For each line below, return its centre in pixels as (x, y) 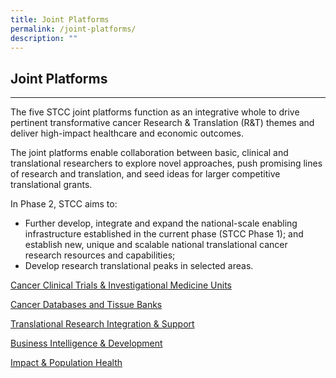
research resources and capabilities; (100, 255)
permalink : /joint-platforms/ (73, 29)
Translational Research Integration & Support (102, 324)
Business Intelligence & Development (86, 343)
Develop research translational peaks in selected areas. (139, 266)
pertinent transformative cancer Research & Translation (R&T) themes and (162, 123)
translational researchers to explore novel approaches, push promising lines (166, 163)
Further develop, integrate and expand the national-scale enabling (161, 223)
